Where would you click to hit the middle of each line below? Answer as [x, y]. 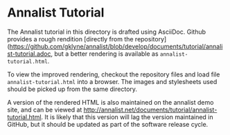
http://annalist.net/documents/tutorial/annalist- [150, 110]
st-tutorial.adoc [29, 54]
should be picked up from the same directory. [72, 89]
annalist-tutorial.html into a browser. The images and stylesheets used [112, 81]
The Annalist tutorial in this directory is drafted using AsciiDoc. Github [107, 32]
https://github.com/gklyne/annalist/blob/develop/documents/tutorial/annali [116, 46]
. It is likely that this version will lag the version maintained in [127, 117]
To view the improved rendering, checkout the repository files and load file [114, 74]
